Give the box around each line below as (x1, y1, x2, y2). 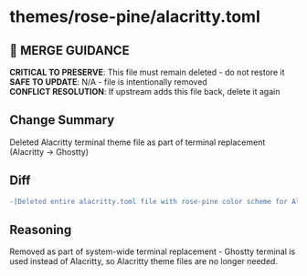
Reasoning (9, 221, 72, 238)
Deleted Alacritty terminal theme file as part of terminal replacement (9, 137, 266, 148)
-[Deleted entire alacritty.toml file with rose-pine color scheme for (9, 197, 288, 206)
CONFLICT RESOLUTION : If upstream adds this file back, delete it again (9, 87, 281, 97)
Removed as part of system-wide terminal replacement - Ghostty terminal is (9, 246, 296, 257)
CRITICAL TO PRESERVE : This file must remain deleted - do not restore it (9, 66, 285, 77)
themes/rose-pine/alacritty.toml (9, 6, 260, 27)
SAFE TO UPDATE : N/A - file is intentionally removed (9, 77, 207, 87)
